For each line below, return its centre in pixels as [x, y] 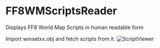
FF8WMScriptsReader [61, 11]
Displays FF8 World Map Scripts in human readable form [74, 27]
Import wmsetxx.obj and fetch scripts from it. [61, 39]
